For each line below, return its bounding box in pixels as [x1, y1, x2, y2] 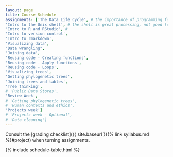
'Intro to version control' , [5, 31, 68, 36]
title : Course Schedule [5, 12, 57, 17]
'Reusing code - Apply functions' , [5, 60, 82, 65]
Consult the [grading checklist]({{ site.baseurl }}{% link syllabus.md [5, 131, 149, 138]
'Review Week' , [5, 93, 38, 99]
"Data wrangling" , [5, 46, 45, 51]
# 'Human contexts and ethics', [5, 103, 75, 108]
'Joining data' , [5, 50, 40, 55]
